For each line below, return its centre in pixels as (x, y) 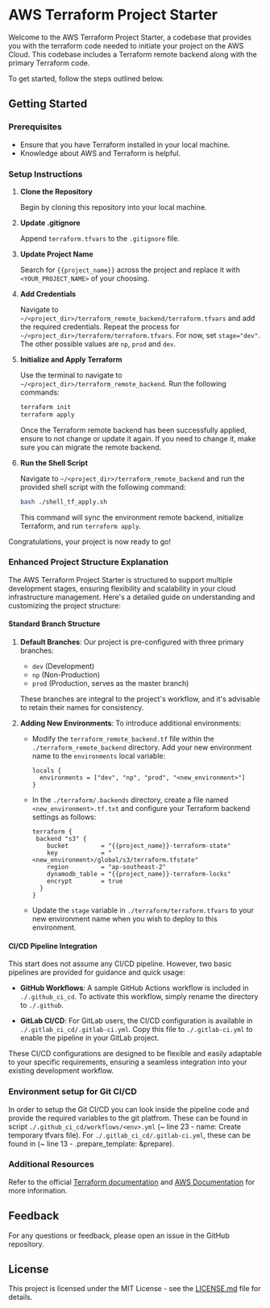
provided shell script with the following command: (103, 487)
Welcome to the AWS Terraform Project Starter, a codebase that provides (130, 37)
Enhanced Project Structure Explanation (89, 562)
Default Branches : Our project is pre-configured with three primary (132, 642)
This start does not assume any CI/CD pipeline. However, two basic (120, 964)
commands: (39, 392)
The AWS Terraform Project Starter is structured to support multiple (120, 579)
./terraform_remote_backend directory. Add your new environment (142, 747)
